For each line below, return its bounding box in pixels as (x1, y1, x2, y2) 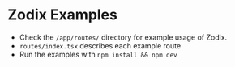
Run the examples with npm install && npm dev (19, 49, 177, 59)
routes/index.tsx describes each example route (19, 40, 182, 50)
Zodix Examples (7, 6, 118, 24)
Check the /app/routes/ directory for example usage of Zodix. (19, 32, 228, 42)
